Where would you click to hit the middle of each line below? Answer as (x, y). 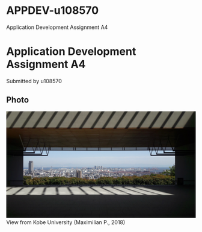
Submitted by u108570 (34, 81)
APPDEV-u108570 (53, 11)
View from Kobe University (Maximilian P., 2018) (66, 222)
